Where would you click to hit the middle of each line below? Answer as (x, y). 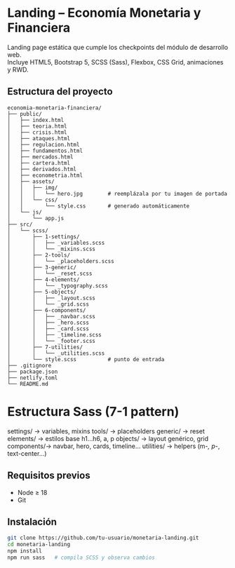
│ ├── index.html (36, 120)
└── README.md (28, 384)
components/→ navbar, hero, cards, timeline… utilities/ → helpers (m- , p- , (114, 446)
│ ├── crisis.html (38, 132)
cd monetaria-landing (39, 545)
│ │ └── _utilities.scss (56, 353)
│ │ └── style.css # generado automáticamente (99, 206)
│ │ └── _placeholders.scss (61, 261)
